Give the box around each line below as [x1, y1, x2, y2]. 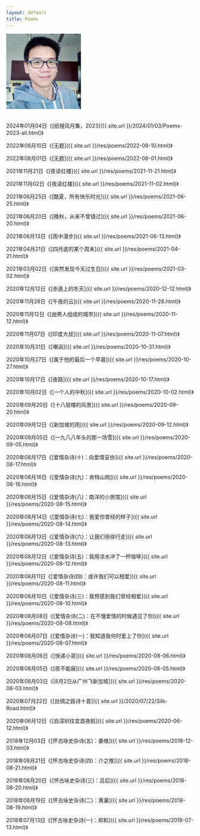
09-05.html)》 [6, 441, 38, 448]
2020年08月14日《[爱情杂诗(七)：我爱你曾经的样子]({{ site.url [6, 513, 158, 521]
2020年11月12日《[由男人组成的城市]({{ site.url [6, 310, 121, 318]
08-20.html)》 [6, 784, 38, 791]
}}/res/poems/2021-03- [128, 265, 187, 273]
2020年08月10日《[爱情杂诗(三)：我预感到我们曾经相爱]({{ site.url [6, 593, 168, 600]
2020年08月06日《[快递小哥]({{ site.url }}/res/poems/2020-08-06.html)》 [6, 652, 186, 659]
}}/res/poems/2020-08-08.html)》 [6, 620, 88, 627]
